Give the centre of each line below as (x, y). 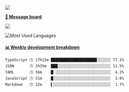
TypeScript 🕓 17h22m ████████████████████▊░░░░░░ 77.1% (65, 60)
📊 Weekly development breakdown (43, 47)
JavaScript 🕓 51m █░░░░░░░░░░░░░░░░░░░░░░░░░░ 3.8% (65, 79)
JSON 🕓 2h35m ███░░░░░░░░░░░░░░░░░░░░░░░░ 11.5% (65, 66)
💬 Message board (23, 17)
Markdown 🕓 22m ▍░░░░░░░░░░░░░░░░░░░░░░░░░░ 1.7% (65, 85)
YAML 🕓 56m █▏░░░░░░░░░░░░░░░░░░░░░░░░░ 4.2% (65, 72)
